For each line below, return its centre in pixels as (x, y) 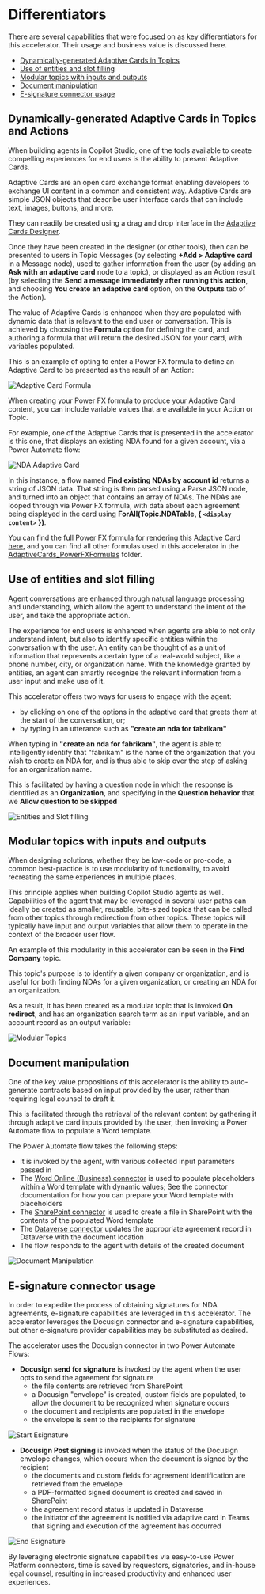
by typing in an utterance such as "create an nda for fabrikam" (123, 728)
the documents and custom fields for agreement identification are (138, 1475)
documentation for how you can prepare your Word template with (126, 1195)
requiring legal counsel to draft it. (62, 1099)
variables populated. (42, 346)
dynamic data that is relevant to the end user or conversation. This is (120, 321)
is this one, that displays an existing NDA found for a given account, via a (127, 441)
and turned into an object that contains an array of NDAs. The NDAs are (125, 497)
